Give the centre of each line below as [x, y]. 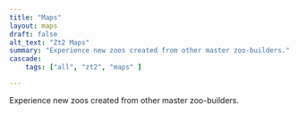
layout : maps [34, 26]
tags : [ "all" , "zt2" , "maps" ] [84, 68]
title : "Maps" [36, 17]
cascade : [26, 59]
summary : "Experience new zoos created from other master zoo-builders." [150, 51]
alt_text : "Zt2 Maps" [50, 42]
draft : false [34, 34]
